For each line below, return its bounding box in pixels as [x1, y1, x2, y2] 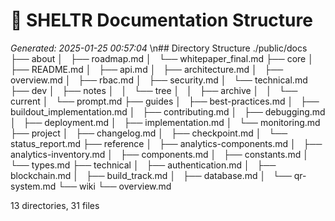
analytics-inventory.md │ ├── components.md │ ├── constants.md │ [10, 148, 309, 160]
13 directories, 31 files [10, 199, 100, 211]
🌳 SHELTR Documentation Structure [10, 9, 313, 32]
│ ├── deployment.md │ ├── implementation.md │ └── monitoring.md [10, 116, 321, 128]
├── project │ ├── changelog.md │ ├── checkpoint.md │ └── [10, 127, 288, 139]
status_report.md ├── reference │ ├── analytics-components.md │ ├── [10, 137, 323, 149]
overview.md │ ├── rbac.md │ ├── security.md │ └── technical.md [10, 74, 308, 86]
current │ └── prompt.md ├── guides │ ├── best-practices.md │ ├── [10, 95, 320, 107]
